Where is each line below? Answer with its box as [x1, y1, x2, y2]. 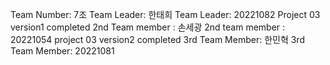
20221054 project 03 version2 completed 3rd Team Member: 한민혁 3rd [10, 34, 305, 45]
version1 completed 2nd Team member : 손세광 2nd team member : [10, 21, 286, 33]
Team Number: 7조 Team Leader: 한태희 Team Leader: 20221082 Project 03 [10, 9, 321, 20]
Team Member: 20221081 [10, 45, 115, 57]
